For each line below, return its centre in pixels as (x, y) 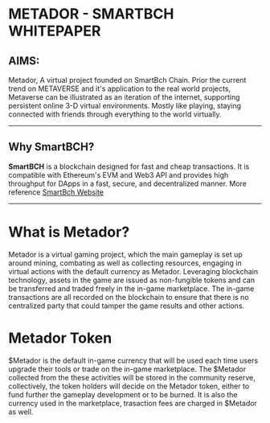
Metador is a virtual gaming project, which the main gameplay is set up (125, 254)
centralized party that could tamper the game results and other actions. (127, 306)
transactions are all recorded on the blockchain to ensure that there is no (129, 297)
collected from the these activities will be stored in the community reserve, (132, 377)
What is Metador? (69, 232)
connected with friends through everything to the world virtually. (115, 114)
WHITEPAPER (55, 31)
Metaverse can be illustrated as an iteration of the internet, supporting (124, 97)
